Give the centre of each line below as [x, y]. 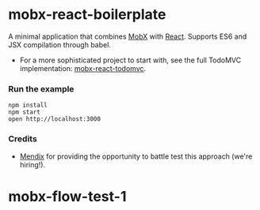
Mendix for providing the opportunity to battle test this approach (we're [136, 156]
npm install [28, 105]
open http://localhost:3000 [55, 119]
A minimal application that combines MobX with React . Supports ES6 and [128, 36]
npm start [25, 112]
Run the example [41, 88]
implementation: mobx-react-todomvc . [83, 68]
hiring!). [32, 164]
